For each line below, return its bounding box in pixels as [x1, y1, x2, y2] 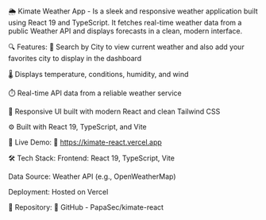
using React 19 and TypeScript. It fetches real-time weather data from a [8, 18, 242, 27]
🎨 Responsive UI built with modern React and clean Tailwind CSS [8, 106, 221, 116]
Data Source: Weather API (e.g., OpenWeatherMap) [8, 172, 176, 181]
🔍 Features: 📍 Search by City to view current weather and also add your [8, 42, 245, 52]
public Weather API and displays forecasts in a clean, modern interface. [8, 26, 243, 36]
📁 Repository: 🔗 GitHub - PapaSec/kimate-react [8, 203, 164, 212]
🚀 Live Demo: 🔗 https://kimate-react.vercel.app [8, 137, 163, 147]
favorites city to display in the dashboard [8, 54, 142, 63]
